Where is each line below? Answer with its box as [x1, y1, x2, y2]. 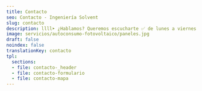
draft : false [6, 37, 39, 43]
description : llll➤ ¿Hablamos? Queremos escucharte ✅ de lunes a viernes [6, 25, 197, 32]
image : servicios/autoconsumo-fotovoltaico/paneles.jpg [6, 31, 150, 37]
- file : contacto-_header [11, 64, 77, 71]
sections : [11, 59, 36, 65]
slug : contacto [6, 20, 45, 26]
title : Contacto [6, 8, 47, 15]
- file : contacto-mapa [11, 75, 69, 81]
